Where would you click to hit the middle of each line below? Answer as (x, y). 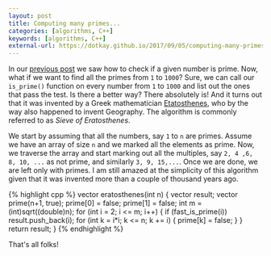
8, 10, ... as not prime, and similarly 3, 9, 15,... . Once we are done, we (133, 162)
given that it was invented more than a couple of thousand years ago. (123, 179)
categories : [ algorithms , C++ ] (61, 31)
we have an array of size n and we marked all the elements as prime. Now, (131, 145)
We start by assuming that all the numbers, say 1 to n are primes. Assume (130, 136)
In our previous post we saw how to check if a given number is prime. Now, (133, 69)
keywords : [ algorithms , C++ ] (57, 38)
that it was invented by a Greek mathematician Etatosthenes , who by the (128, 103)
